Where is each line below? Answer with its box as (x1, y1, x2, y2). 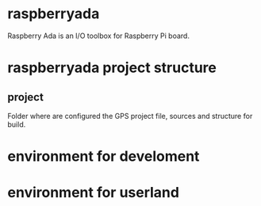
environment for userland (7, 184, 180, 202)
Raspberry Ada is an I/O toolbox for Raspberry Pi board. (7, 31, 190, 40)
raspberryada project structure (7, 59, 217, 77)
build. (7, 120, 26, 129)
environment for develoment (7, 147, 200, 166)
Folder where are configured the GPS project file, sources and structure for (7, 111, 253, 120)
